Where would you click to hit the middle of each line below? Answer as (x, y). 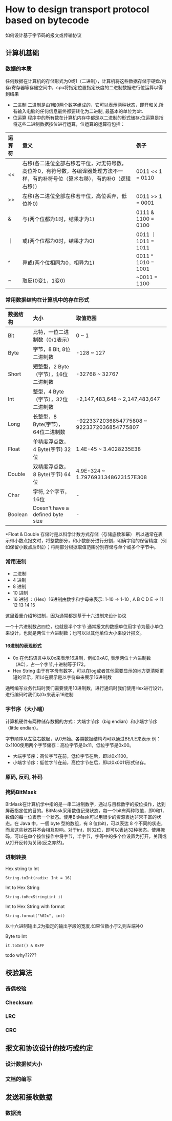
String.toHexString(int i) (34, 897)
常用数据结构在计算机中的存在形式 (47, 300)
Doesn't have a (51, 508)
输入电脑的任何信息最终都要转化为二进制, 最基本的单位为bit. (80, 111)
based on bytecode (47, 20)
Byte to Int (16, 936)
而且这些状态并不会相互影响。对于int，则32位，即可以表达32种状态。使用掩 (85, 830)
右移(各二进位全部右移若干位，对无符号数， (74, 163)
